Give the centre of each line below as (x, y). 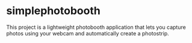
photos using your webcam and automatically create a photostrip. (88, 33)
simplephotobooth (53, 11)
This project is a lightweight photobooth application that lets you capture (96, 27)
